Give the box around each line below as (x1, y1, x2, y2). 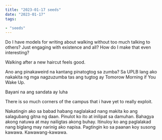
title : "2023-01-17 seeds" (5, 7, 61, 12)
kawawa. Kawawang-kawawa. (5, 130, 68, 136)
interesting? (5, 50, 29, 56)
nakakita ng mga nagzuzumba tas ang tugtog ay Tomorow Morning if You (5, 74, 156, 80)
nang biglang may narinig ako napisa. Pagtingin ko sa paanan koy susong (5, 124, 156, 130)
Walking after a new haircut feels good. (5, 59, 86, 65)
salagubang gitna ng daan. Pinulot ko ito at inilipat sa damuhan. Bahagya (5, 114, 154, 120)
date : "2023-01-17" (5, 12, 46, 17)
